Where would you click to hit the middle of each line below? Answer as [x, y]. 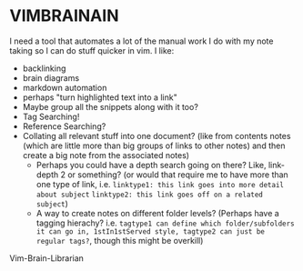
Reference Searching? [64, 126]
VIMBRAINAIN [64, 16]
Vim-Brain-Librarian [47, 258]
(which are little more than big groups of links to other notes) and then [154, 146]
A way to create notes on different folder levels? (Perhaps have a [157, 213]
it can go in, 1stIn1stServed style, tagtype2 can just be [151, 231]
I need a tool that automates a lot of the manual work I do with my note [141, 41]
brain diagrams [51, 77]
